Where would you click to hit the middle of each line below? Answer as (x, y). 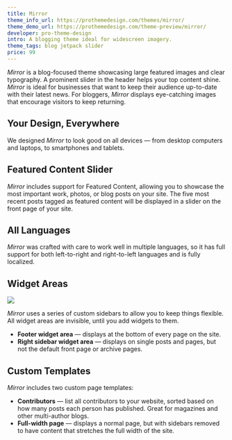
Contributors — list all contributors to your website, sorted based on (115, 401)
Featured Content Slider (60, 170)
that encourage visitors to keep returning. (67, 101)
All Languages (39, 230)
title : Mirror (28, 14)
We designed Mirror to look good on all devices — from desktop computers (115, 140)
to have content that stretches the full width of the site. (96, 430)
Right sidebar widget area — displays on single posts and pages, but (117, 342)
